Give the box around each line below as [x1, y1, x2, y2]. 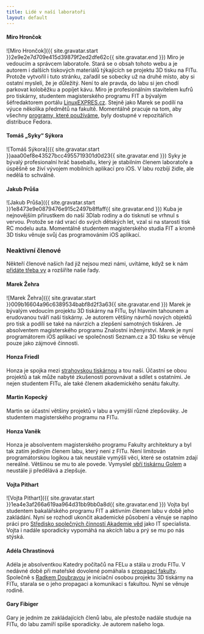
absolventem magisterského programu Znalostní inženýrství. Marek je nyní [6, 326, 194, 333]
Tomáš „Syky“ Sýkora [6, 132, 63, 139]
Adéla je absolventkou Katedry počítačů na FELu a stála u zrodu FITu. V [6, 560, 186, 568]
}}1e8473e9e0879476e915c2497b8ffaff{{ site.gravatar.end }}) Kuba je [6, 205, 183, 213]
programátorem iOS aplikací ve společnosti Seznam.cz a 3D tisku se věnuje [6, 333, 196, 340]
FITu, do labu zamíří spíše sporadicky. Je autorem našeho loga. [6, 620, 165, 627]
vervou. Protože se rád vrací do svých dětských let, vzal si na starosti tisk [6, 218, 191, 226]
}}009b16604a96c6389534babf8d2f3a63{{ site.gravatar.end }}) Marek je [6, 301, 191, 308]
